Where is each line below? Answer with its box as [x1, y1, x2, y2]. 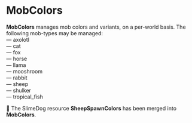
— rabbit [6, 74, 28, 81]
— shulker [6, 87, 32, 94]
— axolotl [6, 36, 30, 43]
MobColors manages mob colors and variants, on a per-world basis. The [6, 23, 187, 30]
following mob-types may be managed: [6, 29, 103, 36]
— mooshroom [6, 67, 43, 75]
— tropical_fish [6, 93, 43, 100]
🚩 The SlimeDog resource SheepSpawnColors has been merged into [6, 104, 177, 112]
